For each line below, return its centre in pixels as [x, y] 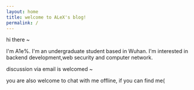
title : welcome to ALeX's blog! [46, 17]
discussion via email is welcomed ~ [50, 69]
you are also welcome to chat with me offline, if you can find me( [86, 80]
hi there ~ [18, 40]
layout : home [22, 12]
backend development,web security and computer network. [79, 58]
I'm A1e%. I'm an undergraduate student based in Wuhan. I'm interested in [97, 51]
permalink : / [22, 23]
